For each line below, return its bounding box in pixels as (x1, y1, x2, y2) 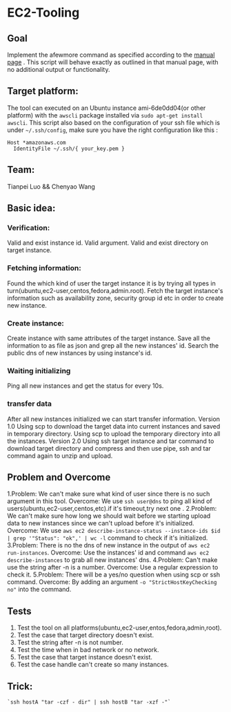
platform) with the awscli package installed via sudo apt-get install (7, 111, 203, 119)
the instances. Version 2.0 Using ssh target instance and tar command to (7, 437, 214, 445)
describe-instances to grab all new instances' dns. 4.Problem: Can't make (7, 556, 218, 564)
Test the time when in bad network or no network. (17, 646, 160, 654)
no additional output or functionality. (7, 66, 110, 73)
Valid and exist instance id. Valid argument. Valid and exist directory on (7, 238, 208, 247)
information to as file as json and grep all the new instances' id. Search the (7, 341, 219, 350)
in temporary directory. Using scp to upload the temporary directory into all (7, 429, 221, 438)
